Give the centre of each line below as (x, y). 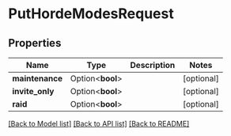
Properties (35, 43)
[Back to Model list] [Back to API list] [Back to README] (99, 124)
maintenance (38, 78)
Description (153, 65)
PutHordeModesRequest (91, 14)
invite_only (33, 91)
